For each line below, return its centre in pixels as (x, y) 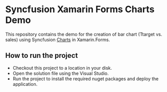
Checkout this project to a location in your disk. (62, 68)
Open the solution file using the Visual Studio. (61, 73)
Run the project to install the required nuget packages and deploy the (86, 79)
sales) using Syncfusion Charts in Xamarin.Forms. (58, 40)
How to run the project (42, 56)
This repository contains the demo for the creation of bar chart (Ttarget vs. (84, 34)
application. (25, 84)
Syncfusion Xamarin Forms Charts (80, 9)
